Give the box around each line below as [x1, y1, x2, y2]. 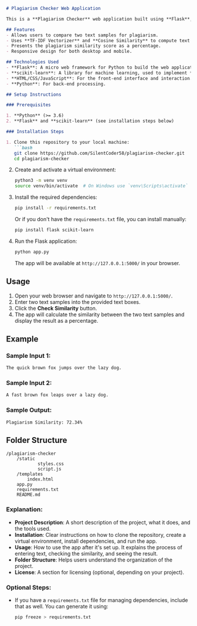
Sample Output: [6, 406, 52, 414]
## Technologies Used [6, 59, 59, 65]
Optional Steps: [6, 583, 52, 591]
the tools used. [14, 525, 51, 532]
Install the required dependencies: [14, 194, 98, 201]
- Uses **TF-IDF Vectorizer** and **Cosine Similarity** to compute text [6, 38, 191, 43]
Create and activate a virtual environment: [14, 166, 116, 173]
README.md [16, 492, 41, 498]
